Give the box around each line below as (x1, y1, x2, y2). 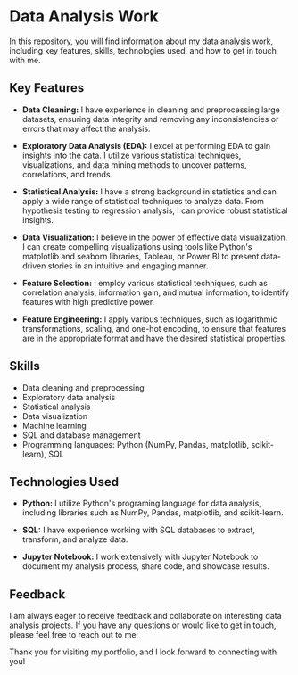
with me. (9, 54, 42, 65)
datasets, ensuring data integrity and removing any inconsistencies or (21, 113, 279, 124)
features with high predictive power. (21, 296, 155, 307)
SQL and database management (21, 430, 141, 440)
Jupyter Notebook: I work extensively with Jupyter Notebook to (21, 551, 259, 563)
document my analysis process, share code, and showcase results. (21, 561, 269, 572)
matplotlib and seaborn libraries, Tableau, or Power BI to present (21, 251, 260, 261)
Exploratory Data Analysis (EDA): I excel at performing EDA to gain (21, 140, 271, 151)
